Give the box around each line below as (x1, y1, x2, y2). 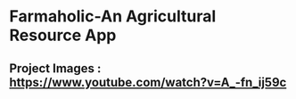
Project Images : (9, 61, 102, 76)
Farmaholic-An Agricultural (9, 6, 217, 27)
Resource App (9, 25, 117, 45)
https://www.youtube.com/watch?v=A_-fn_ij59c (9, 74, 287, 90)
